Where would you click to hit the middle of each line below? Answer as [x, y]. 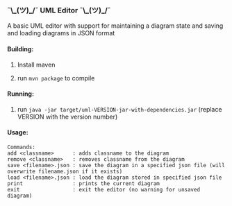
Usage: [18, 132]
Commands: [22, 147]
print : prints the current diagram [83, 183]
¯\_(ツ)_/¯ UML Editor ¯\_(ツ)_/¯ [59, 10]
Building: [20, 49]
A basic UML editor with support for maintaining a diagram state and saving [115, 26]
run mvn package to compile [56, 78]
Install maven [36, 65]
